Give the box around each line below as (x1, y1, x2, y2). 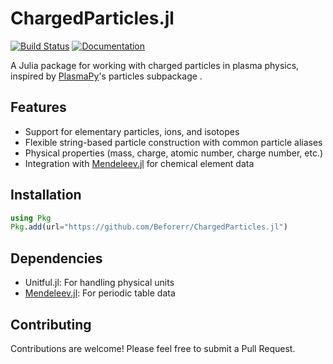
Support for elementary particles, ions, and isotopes (24, 125, 240, 137)
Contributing (10, 316, 92, 333)
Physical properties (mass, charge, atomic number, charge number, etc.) (24, 147, 324, 159)
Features (10, 99, 67, 116)
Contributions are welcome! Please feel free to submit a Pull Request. (10, 342, 296, 354)
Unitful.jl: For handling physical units (24, 277, 175, 289)
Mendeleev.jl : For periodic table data (24, 287, 176, 299)
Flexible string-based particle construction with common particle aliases (24, 136, 323, 148)
